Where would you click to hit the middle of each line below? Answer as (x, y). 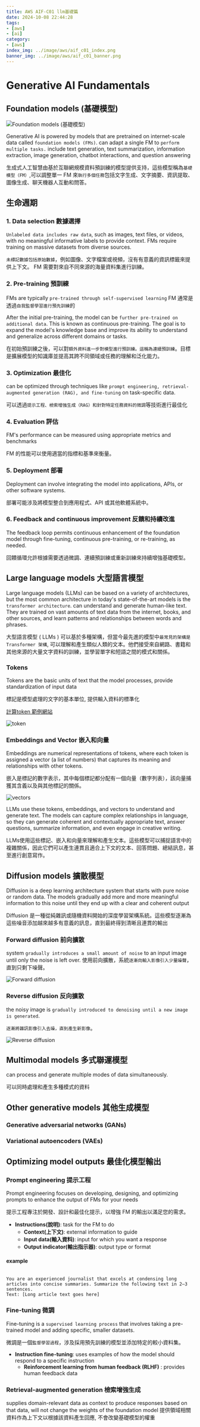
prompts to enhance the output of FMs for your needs (72, 1200)
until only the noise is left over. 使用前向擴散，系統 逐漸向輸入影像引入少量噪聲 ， (99, 960)
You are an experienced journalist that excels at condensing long (92, 1279)
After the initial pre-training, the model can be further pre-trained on (92, 317)
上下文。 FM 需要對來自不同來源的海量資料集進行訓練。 (79, 267)
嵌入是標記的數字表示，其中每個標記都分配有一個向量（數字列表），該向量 (96, 778)
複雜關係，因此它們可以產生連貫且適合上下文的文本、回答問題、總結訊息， (97, 848)
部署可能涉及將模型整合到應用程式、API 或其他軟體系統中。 (79, 502)
